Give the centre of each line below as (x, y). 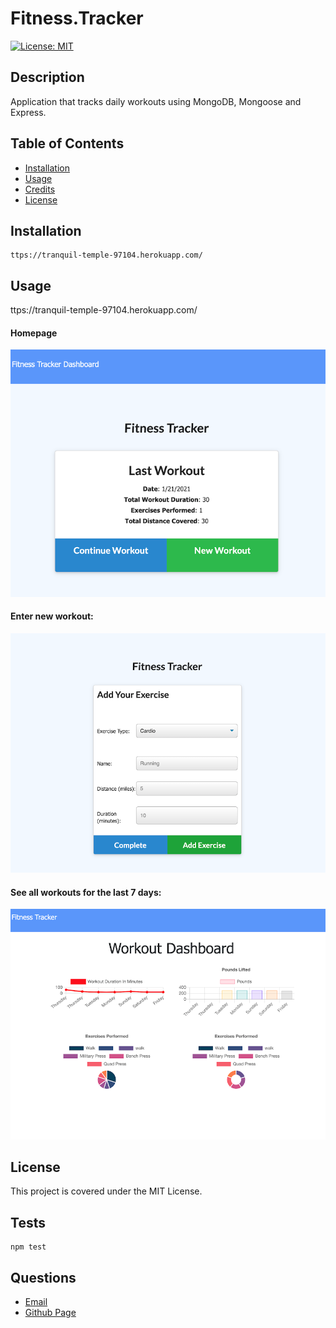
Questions (43, 1277)
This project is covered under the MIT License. (106, 1191)
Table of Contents (67, 143)
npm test (28, 1247)
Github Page (50, 1312)
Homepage (34, 333)
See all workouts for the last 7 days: (86, 892)
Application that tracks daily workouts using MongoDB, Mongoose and (156, 101)
